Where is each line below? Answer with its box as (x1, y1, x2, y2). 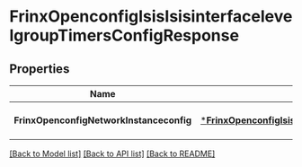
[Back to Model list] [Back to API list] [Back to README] (9, 148, 216, 159)
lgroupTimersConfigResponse (9, 25, 240, 46)
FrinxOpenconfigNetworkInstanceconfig (13, 114, 192, 127)
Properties (9, 61, 70, 76)
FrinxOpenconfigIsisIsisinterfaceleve (9, 6, 293, 27)
